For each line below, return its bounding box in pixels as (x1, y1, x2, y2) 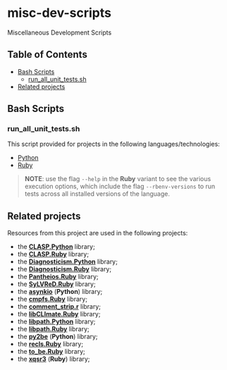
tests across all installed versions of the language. (24, 190, 171, 198)
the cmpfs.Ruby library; (17, 295, 88, 304)
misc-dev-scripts (7, 5, 111, 21)
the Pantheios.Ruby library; (17, 273, 99, 281)
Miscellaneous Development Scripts (7, 28, 112, 37)
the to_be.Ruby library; (17, 347, 86, 356)
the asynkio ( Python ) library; (17, 288, 103, 296)
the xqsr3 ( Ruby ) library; (17, 354, 90, 364)
